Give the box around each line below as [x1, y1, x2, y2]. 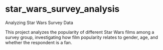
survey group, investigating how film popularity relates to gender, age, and [5, 34, 159, 40]
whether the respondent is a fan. [5, 39, 72, 45]
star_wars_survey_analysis [5, 3, 120, 15]
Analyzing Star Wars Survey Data [5, 20, 73, 25]
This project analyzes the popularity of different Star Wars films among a [5, 29, 155, 35]
